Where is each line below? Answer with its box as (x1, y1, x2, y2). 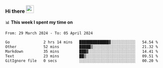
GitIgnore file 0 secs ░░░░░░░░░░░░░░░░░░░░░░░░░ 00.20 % (5, 58, 158, 63)
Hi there (5, 7, 25, 14)
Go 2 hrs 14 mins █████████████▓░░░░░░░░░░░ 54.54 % (5, 40, 158, 45)
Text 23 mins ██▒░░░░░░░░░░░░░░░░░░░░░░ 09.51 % (5, 54, 158, 59)
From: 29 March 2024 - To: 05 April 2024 (5, 31, 93, 36)
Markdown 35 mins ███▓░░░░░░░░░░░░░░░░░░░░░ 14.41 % (5, 49, 158, 54)
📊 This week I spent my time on (5, 19, 73, 25)
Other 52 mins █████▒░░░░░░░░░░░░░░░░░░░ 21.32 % (5, 45, 158, 50)
